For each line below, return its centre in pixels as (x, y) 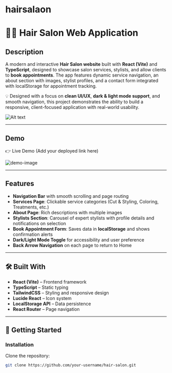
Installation (20, 344)
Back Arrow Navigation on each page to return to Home (72, 245)
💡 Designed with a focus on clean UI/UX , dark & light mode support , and (83, 96)
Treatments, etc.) (31, 207)
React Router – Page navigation (46, 309)
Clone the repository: (28, 356)
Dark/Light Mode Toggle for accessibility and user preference (78, 239)
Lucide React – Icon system (42, 298)
